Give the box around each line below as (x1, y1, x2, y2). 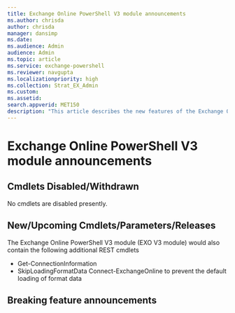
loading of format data (17, 274, 83, 282)
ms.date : (7, 36, 33, 43)
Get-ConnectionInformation (17, 259, 97, 267)
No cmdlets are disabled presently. (7, 199, 108, 207)
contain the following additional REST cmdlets (7, 246, 140, 254)
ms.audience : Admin (7, 43, 64, 50)
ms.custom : (7, 88, 39, 95)
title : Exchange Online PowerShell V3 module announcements (7, 10, 187, 18)
